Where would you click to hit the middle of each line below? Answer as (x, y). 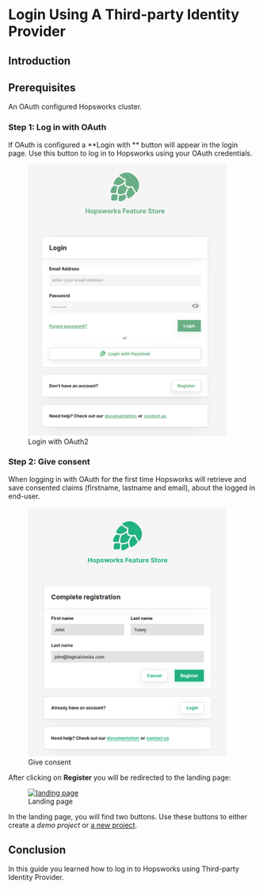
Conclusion (37, 850)
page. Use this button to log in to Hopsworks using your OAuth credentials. (130, 153)
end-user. (24, 496)
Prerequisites (42, 88)
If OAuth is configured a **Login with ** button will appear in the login (123, 144)
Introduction (40, 61)
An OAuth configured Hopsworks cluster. (75, 107)
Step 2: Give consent (49, 462)
